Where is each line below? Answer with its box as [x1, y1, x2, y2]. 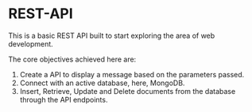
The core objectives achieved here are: [8, 54, 137, 64]
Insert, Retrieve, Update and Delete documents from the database [19, 86, 236, 95]
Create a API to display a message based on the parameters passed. [19, 69, 245, 79]
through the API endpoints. [19, 95, 108, 104]
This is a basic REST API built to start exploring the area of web [8, 31, 215, 40]
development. [8, 39, 53, 48]
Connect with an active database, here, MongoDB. [19, 78, 185, 88]
